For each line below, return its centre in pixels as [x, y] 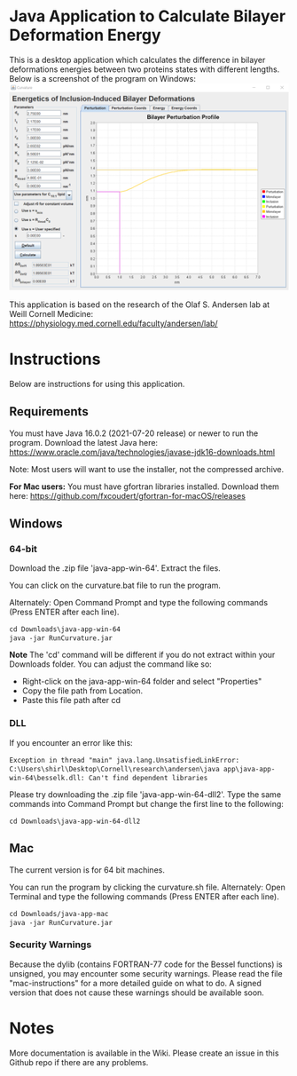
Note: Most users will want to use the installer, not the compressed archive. [147, 469]
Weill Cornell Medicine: [51, 314]
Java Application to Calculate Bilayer [148, 16]
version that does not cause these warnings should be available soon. [137, 993]
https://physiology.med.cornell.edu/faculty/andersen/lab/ [114, 324]
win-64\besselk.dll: [47, 778]
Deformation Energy [85, 35]
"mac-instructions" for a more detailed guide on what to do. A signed [135, 983]
